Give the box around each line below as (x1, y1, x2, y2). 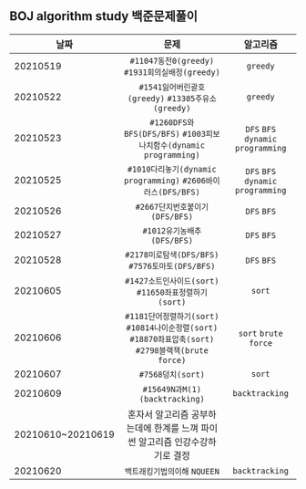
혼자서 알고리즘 (127, 408, 189, 421)
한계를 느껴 (153, 421, 199, 434)
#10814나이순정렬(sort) (126, 322, 219, 333)
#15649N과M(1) (142, 384, 202, 394)
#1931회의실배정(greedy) (123, 67, 220, 78)
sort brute (238, 328, 284, 338)
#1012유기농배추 (142, 225, 202, 235)
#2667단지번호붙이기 (135, 202, 209, 212)
